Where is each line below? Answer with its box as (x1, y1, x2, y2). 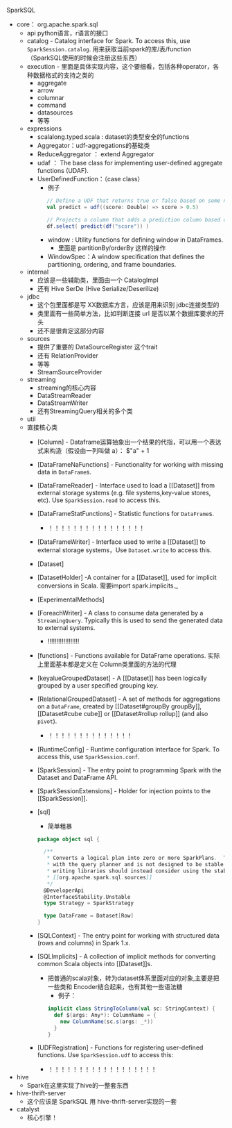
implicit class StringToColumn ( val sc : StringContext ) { (47, 1005, 215, 1012)
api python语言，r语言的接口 (26, 29, 109, 37)
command (37, 101, 66, 109)
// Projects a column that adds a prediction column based (46, 216, 221, 223)
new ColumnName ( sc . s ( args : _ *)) (60, 1018, 154, 1025)
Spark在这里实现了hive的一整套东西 (26, 1081, 129, 1090)
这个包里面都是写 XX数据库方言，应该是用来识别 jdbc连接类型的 (37, 300, 220, 308)
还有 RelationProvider (37, 351, 98, 360)
